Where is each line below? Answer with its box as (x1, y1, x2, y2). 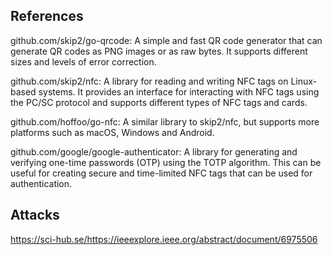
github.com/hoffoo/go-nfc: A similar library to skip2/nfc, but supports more (10, 115, 320, 128)
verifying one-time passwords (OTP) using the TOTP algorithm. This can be (10, 156, 322, 168)
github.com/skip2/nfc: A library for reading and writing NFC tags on (10, 75, 289, 87)
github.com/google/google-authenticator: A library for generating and (10, 145, 298, 158)
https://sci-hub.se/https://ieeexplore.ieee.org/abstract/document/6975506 (10, 233, 318, 245)
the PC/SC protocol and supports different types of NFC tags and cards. (10, 96, 308, 108)
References (10, 8, 84, 25)
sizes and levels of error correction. (10, 55, 157, 68)
